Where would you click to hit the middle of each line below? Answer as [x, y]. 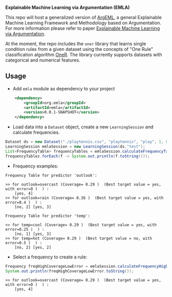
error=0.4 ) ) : [24, 202]
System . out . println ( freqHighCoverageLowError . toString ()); [70, 271]
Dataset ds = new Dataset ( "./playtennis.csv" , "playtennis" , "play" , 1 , [84, 142]
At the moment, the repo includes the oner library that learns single [76, 44]
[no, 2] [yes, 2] [33, 247]
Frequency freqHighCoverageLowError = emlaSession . [61, 266]
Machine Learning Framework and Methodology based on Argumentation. [83, 23]
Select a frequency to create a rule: [50, 257]
